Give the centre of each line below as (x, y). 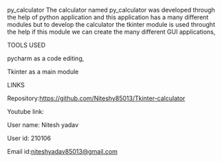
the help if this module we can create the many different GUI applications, (111, 32)
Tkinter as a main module (43, 72)
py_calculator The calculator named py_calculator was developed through (111, 10)
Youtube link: (26, 112)
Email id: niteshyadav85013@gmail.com (63, 151)
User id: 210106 (29, 138)
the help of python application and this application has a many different (108, 17)
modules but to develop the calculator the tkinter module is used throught (111, 24)
